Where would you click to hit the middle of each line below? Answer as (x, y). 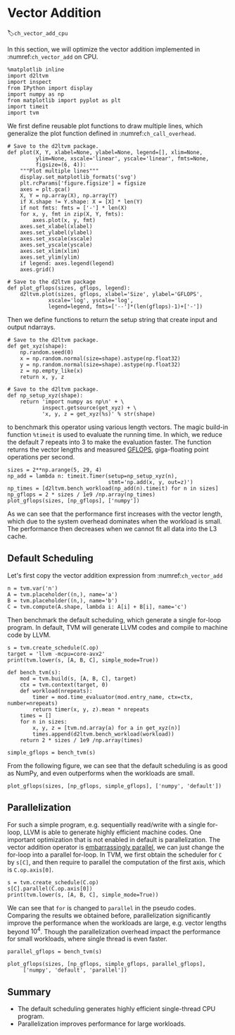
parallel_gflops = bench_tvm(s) (55, 952)
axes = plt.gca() (45, 189)
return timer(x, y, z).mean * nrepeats (91, 709)
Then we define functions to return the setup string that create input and (113, 319)
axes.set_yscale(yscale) (56, 244)
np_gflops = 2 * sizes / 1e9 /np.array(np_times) (82, 495)
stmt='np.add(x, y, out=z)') (151, 482)
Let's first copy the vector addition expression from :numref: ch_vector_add (115, 575)
